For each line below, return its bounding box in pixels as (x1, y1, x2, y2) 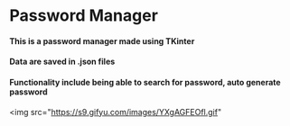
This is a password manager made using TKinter (9, 35, 195, 46)
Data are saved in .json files (9, 56, 116, 67)
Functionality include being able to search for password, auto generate (9, 76, 282, 87)
